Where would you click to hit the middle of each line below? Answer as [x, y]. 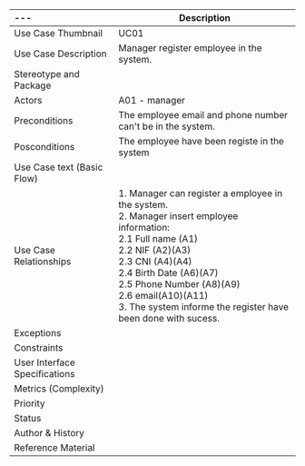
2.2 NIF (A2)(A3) [155, 250]
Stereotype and [47, 74]
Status [28, 418]
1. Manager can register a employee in [201, 193]
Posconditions [44, 147]
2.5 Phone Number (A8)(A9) [179, 284]
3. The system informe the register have [203, 307]
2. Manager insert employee [178, 216]
